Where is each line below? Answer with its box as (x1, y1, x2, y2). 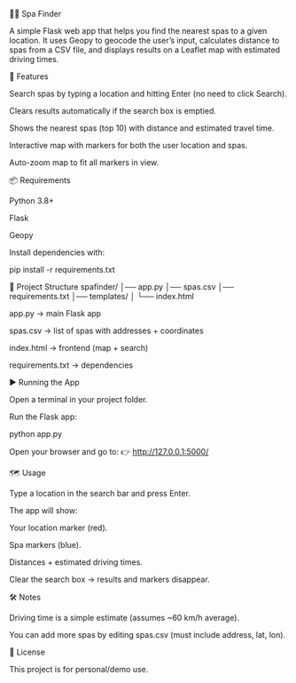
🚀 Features (9, 71, 49, 82)
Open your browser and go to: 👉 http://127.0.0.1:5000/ (9, 447, 209, 457)
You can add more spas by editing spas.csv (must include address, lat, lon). (9, 630, 286, 639)
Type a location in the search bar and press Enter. (9, 488, 191, 498)
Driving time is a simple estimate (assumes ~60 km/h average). (9, 613, 240, 623)
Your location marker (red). (9, 522, 108, 533)
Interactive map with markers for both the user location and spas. (9, 140, 248, 150)
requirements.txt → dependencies (9, 360, 134, 370)
